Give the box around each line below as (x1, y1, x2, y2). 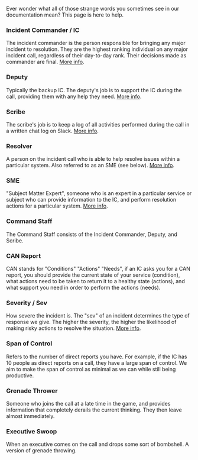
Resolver (6, 142, 33, 150)
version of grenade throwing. (6, 447, 77, 454)
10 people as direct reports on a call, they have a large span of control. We (6, 359, 187, 366)
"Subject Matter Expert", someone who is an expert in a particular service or (6, 190, 192, 197)
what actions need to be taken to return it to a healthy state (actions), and (6, 278, 185, 285)
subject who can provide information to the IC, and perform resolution (6, 196, 176, 203)
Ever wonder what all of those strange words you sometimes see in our (6, 5, 180, 12)
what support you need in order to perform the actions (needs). (6, 284, 161, 291)
